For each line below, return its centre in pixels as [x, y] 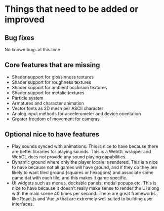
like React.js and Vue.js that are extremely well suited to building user [82, 199]
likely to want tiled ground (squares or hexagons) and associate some [82, 172]
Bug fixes [20, 38]
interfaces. [23, 204]
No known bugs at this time [32, 50]
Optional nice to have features [52, 134]
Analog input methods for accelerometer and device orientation [76, 113]
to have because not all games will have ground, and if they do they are [84, 167]
